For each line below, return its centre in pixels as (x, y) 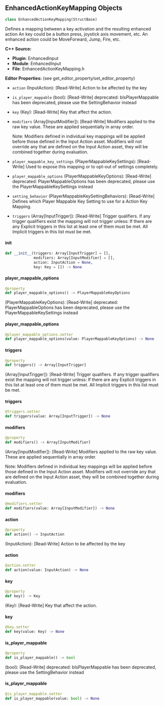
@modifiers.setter (24, 504)
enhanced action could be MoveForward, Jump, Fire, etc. (63, 39)
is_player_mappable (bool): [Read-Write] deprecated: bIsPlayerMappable (85, 97)
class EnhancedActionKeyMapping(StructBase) (51, 19)
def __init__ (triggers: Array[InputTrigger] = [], (58, 253)
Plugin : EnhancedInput (35, 58)
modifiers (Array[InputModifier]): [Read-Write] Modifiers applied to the (83, 121)
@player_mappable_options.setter (39, 334)
